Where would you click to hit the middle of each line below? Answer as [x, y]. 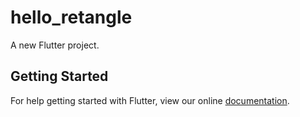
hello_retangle [71, 17]
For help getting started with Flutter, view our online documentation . [150, 100]
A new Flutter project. [55, 45]
